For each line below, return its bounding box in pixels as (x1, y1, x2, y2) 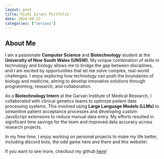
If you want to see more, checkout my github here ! (5, 148, 107, 155)
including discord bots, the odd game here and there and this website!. (5, 139, 148, 145)
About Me (5, 39, 36, 47)
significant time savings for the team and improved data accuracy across (5, 119, 153, 125)
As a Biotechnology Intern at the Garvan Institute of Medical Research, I (5, 93, 152, 99)
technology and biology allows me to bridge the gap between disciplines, (5, 62, 153, 69)
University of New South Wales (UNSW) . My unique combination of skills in (5, 57, 160, 63)
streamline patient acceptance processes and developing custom (5, 108, 137, 114)
